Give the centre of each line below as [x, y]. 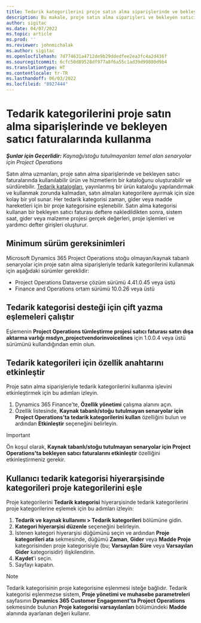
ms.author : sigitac [31, 51]
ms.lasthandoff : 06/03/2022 [41, 78]
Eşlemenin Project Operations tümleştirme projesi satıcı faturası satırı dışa [100, 331]
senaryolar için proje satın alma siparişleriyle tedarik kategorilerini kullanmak [100, 264]
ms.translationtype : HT [36, 67]
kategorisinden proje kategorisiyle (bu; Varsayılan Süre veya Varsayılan [104, 546]
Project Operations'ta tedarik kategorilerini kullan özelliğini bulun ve [100, 418]
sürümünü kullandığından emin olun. [51, 344]
